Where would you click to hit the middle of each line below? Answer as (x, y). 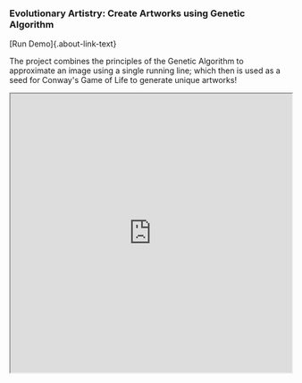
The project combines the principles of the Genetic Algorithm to (126, 62)
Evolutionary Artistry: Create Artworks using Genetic (127, 13)
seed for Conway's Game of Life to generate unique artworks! (123, 80)
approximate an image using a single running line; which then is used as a (145, 71)
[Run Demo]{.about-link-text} (63, 44)
